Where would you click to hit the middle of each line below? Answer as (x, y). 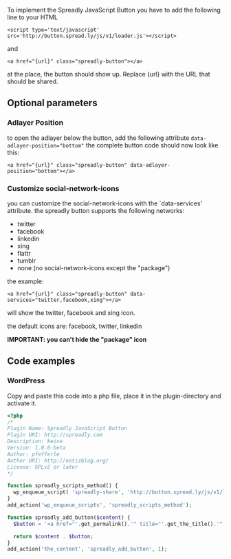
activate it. (22, 403)
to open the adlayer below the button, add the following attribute (98, 138)
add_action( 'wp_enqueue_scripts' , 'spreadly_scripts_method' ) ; (100, 505)
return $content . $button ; (54, 536)
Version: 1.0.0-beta (37, 448)
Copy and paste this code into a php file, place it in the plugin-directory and (114, 396)
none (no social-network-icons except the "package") (93, 267)
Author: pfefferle (33, 454)
